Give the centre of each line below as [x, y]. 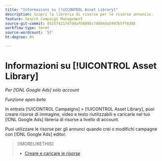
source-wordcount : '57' [30, 32]
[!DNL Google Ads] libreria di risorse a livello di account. [62, 119]
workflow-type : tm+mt [27, 28]
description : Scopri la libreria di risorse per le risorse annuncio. [79, 14]
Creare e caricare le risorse [52, 153]
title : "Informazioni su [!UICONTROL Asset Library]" [62, 10]
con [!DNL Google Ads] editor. [36, 134]
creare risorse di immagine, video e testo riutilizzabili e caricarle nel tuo [78, 114]
